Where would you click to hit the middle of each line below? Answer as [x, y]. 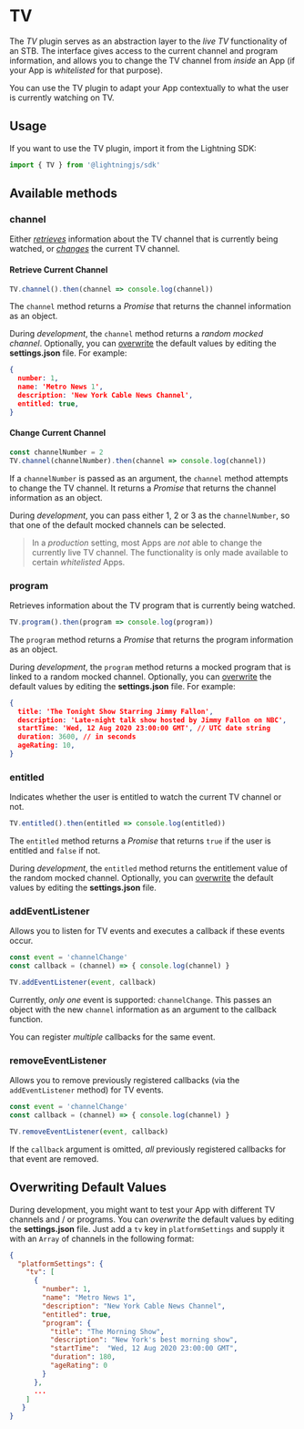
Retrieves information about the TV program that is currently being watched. [152, 605]
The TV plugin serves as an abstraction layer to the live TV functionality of [149, 41]
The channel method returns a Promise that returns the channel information [150, 306]
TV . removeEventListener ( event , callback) [89, 1132]
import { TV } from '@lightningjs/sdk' [85, 165]
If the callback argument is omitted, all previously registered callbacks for [148, 1149]
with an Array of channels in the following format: [102, 1238]
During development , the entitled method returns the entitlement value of [149, 868]
